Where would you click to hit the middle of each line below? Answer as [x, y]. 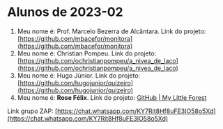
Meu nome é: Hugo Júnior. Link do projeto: [79, 75]
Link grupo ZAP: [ [32, 111]
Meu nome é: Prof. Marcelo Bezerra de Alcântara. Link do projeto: [111, 31]
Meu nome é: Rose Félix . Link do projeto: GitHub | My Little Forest [112, 97]
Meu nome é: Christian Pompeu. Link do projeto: [87, 53]
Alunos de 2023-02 [65, 12]
